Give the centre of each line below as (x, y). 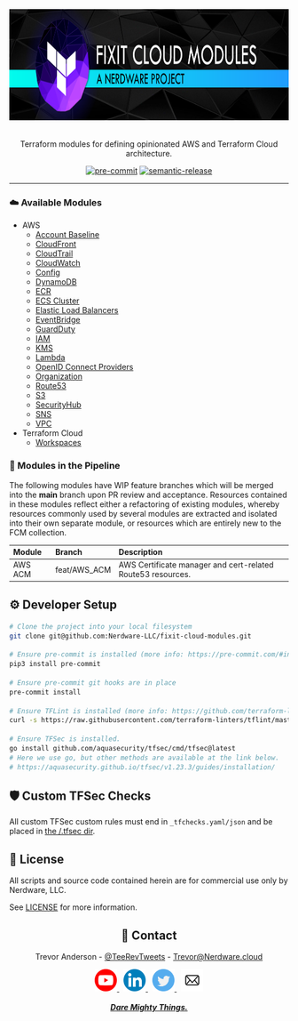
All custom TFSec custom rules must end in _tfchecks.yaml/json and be (141, 822)
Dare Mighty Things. (149, 1008)
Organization (59, 376)
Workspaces (58, 443)
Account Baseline (67, 235)
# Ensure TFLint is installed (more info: (89, 711)
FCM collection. (38, 532)
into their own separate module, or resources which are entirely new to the (145, 523)
